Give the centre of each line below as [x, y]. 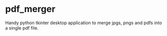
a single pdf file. [22, 28]
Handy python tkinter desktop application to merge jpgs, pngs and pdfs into [84, 23]
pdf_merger [30, 9]
